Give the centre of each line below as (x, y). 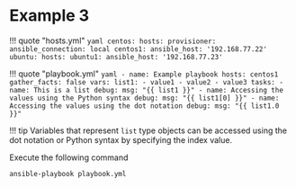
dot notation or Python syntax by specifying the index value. (121, 139)
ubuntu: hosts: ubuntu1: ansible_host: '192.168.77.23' (116, 57)
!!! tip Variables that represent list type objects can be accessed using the (148, 130)
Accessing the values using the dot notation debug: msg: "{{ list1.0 (144, 106)
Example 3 (49, 16)
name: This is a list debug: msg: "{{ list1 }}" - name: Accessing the (146, 90)
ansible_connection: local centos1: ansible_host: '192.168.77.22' (139, 49)
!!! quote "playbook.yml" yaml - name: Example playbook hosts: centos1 (144, 74)
